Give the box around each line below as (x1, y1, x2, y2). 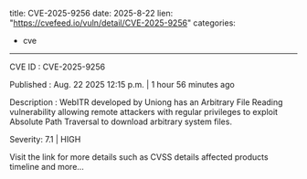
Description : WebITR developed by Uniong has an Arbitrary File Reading (9, 97, 283, 108)
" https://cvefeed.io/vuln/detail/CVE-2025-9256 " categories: (9, 17, 236, 28)
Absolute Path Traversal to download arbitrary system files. (9, 116, 233, 127)
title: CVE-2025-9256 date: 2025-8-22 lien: (9, 8, 174, 18)
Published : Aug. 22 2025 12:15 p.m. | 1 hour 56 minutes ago (9, 79, 235, 89)
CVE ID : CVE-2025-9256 (9, 61, 106, 72)
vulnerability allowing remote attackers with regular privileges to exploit (9, 107, 279, 117)
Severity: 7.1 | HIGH (9, 134, 81, 144)
